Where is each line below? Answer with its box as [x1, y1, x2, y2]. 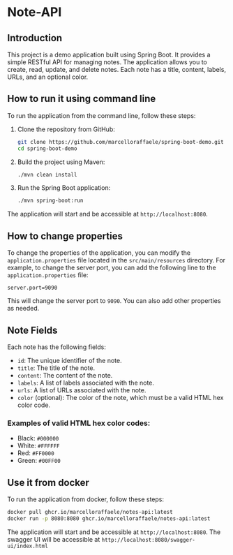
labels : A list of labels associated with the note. [17, 378, 155, 387]
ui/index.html [7, 542, 49, 549]
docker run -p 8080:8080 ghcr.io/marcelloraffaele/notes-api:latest [7, 515, 211, 522]
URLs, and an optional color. [7, 73, 89, 81]
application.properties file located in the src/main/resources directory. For [7, 256, 225, 265]
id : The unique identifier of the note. [17, 356, 122, 364]
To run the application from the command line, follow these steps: [7, 111, 196, 119]
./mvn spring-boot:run [17, 197, 84, 205]
